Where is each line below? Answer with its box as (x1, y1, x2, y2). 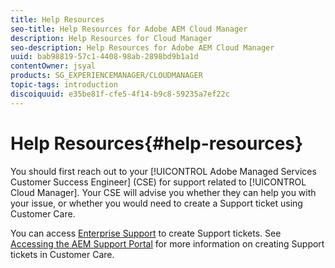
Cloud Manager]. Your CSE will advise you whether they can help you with (10, 186, 317, 198)
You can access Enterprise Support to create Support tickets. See (10, 227, 282, 239)
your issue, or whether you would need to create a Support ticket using (10, 197, 303, 209)
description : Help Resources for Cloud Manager (10, 33, 213, 43)
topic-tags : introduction (10, 80, 118, 90)
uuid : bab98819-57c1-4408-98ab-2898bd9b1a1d (10, 52, 199, 62)
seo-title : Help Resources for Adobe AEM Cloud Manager (10, 24, 248, 34)
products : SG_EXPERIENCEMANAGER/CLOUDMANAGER (10, 71, 203, 81)
